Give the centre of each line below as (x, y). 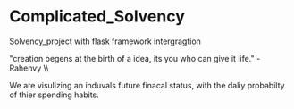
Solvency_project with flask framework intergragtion (105, 41)
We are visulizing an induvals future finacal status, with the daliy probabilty (147, 85)
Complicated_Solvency (97, 17)
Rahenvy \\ (29, 68)
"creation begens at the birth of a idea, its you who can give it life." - (135, 58)
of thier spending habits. (55, 95)
